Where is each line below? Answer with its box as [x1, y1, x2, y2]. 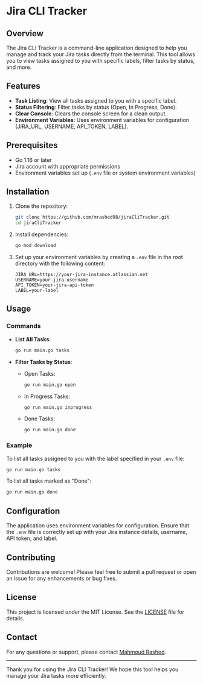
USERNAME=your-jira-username [14, 277, 89, 283]
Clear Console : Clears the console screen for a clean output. [14, 110, 167, 117]
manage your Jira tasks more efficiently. [6, 672, 107, 679]
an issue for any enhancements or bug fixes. [6, 574, 117, 582]
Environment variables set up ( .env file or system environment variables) [14, 169, 196, 176]
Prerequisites [6, 140, 58, 150]
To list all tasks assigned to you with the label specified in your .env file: [6, 455, 185, 462]
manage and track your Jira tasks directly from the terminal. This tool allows [6, 51, 196, 58]
